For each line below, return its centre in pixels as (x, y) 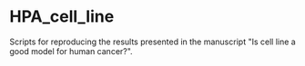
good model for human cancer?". (71, 51)
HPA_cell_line (62, 17)
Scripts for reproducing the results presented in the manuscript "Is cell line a (152, 42)
